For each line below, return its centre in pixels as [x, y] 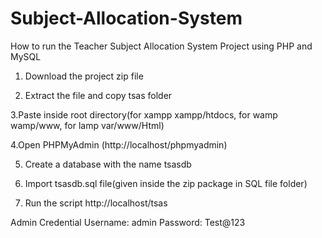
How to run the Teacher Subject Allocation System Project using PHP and [161, 46]
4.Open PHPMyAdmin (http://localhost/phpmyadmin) [119, 144]
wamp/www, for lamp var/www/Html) [87, 125]
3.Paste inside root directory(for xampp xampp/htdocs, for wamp [144, 114]
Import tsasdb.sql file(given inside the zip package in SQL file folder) [166, 183]
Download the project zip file [84, 76]
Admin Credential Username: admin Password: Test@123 [128, 222]
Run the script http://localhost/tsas [96, 203]
